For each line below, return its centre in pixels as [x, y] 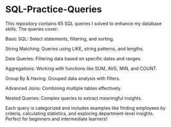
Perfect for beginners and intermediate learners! [56, 119]
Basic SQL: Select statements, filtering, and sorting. [60, 39]
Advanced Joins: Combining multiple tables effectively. [63, 88]
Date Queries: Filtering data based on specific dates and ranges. [74, 58]
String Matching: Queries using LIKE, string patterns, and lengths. [75, 48]
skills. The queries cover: [32, 29]
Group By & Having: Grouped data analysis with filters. [63, 78]
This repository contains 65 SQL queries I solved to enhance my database [83, 23]
